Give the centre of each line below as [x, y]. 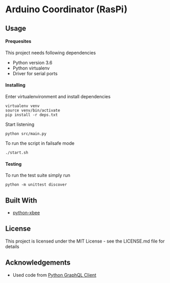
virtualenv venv [22, 106]
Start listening [20, 124]
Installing [15, 85]
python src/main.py [26, 134]
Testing [13, 164]
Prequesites [18, 41]
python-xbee [26, 213]
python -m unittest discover [36, 185]
